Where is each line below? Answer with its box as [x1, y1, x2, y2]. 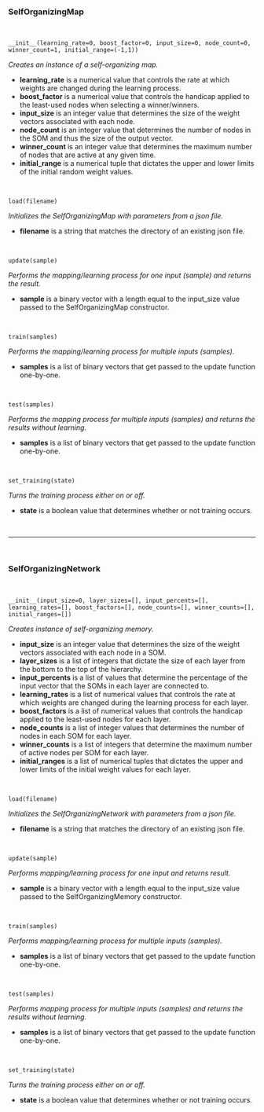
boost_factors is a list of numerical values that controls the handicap [19, 706, 244, 715]
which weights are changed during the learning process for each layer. [19, 698, 249, 707]
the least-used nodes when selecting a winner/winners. [19, 101, 200, 110]
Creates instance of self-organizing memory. [8, 624, 154, 633]
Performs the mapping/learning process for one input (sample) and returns [8, 270, 251, 281]
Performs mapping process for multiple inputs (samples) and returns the [8, 1004, 244, 1013]
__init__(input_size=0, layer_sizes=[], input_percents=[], [8, 596, 210, 604]
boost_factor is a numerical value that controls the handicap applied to [19, 92, 250, 101]
